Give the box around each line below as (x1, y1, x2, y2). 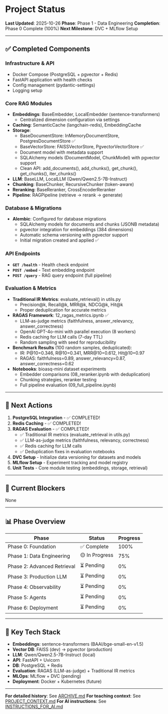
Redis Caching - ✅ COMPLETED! (12, 420, 81, 426)
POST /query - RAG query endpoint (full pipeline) (12, 272, 112, 278)
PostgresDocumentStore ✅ (19, 138, 76, 144)
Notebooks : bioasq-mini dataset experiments (12, 366, 106, 372)
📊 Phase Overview (5, 517, 66, 526)
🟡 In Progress (80, 552, 113, 559)
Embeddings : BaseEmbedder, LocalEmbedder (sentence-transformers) (12, 111, 160, 117)
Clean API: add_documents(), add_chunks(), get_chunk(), (19, 165, 138, 171)
